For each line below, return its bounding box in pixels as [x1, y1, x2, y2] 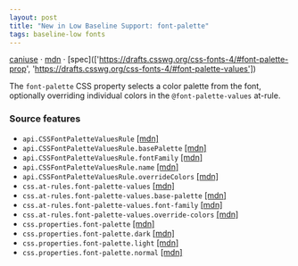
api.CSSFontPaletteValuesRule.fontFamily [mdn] [21, 152, 203, 162]
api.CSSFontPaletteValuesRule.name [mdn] [21, 162, 179, 172]
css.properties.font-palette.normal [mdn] [21, 246, 183, 257]
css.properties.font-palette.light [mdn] [21, 237, 179, 248]
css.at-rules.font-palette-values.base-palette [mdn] [21, 189, 228, 201]
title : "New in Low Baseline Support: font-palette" [9, 21, 210, 30]
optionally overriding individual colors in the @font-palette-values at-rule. [9, 90, 281, 101]
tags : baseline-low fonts [9, 29, 105, 38]
